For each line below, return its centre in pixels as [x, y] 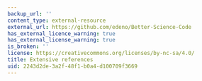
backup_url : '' [30, 14]
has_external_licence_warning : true [61, 33]
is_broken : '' [28, 46]
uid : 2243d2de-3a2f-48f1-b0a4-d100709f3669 [73, 66]
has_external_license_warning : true [61, 40]
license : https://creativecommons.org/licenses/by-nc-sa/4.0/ [101, 54]
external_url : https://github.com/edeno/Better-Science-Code [100, 27]
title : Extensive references [50, 60]
